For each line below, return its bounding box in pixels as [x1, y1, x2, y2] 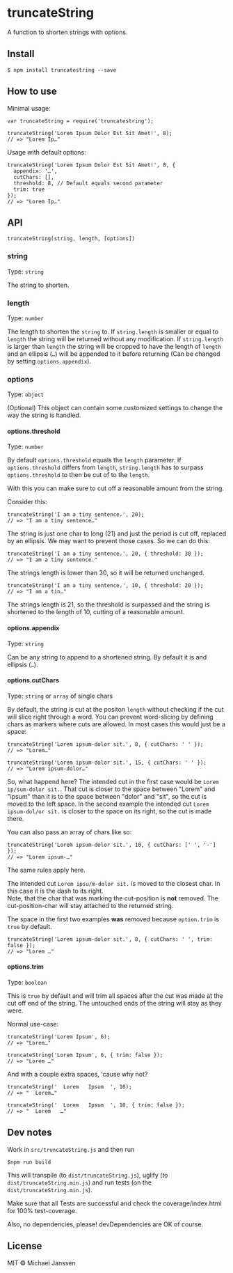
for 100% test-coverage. [7, 1206, 77, 1215]
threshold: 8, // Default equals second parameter [13, 180, 163, 187]
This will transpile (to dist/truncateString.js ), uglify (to [7, 1171, 168, 1179]
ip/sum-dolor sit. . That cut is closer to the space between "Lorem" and [7, 785, 216, 793]
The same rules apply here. [7, 866, 86, 874]
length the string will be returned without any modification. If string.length [7, 334, 224, 343]
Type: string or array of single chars [7, 692, 113, 700]
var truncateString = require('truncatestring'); [7, 117, 154, 125]
